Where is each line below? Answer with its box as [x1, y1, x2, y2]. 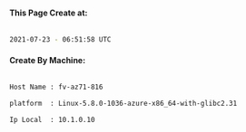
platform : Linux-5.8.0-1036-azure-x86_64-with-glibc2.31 [9, 99, 238, 108]
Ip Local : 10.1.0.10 [9, 116, 95, 125]
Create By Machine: [9, 54, 86, 65]
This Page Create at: [9, 7, 88, 18]
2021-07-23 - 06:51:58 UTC [9, 35, 112, 44]
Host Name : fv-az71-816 [9, 82, 103, 92]
